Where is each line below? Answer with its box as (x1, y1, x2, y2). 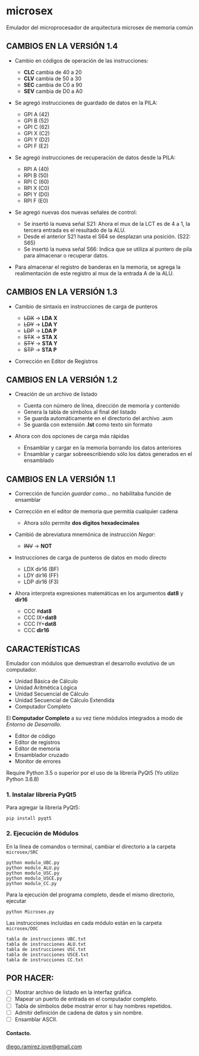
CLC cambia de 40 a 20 (23, 69, 82, 76)
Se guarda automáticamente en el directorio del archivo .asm (23, 415, 173, 422)
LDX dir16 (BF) (23, 566, 59, 573)
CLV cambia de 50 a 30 (23, 74, 82, 82)
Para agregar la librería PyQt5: (6, 804, 80, 811)
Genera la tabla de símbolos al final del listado (23, 408, 137, 415)
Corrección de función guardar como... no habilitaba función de (14, 490, 172, 497)
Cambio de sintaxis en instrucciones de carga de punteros (14, 303, 158, 310)
